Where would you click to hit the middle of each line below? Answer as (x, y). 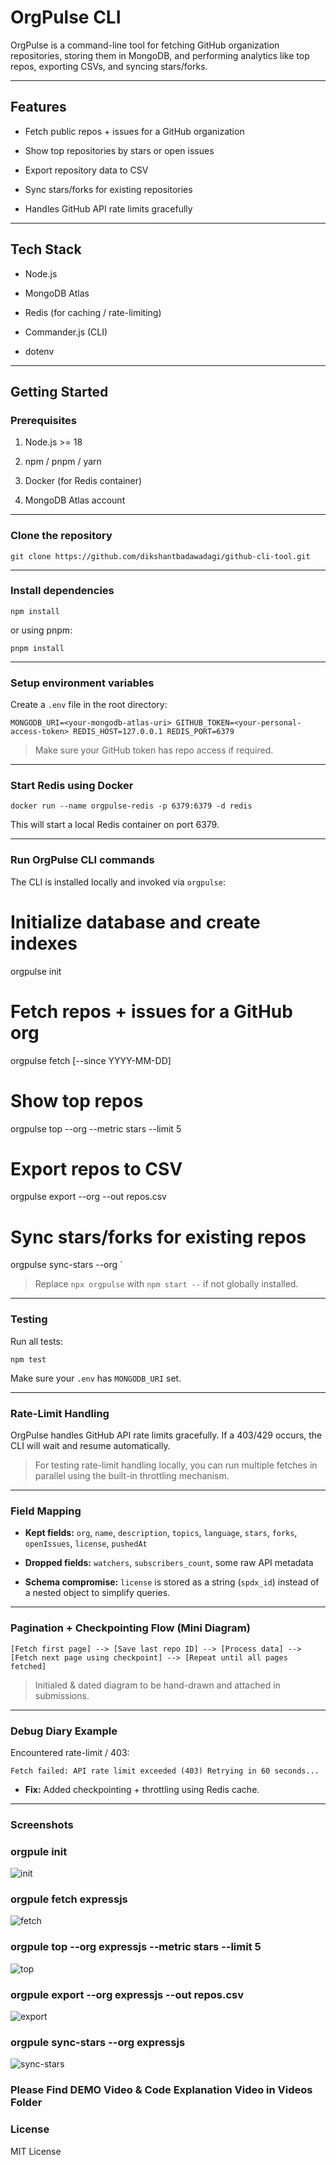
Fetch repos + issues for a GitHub (151, 1011)
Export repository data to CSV (86, 170)
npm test (28, 1359)
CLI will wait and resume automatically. (90, 1446)
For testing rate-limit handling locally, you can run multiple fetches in (176, 1465)
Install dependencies (62, 591)
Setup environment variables (82, 683)
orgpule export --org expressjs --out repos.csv (127, 1994)
